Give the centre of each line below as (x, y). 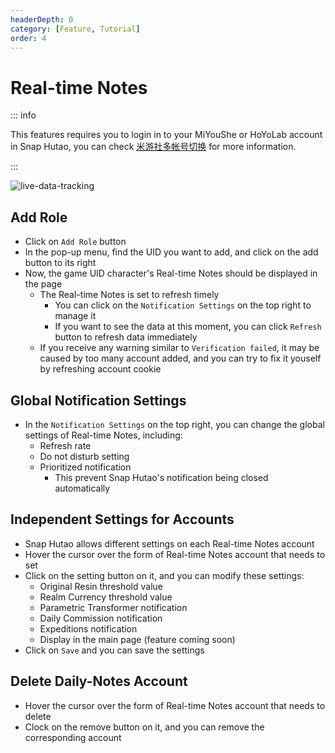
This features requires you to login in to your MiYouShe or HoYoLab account (166, 135)
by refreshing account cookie (100, 369)
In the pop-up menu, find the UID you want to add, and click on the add (171, 252)
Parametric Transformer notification (113, 607)
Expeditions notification (88, 628)
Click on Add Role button (75, 242)
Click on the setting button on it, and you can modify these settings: (164, 575)
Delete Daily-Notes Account (99, 681)
